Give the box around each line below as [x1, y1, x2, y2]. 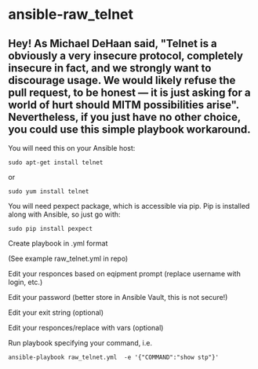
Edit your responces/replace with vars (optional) [8, 323, 164, 332]
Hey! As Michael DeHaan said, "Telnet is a [8, 37, 217, 50]
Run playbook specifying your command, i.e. [8, 338, 153, 347]
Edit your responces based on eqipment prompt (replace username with [8, 269, 241, 278]
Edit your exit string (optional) [8, 308, 104, 317]
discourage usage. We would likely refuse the [8, 73, 236, 87]
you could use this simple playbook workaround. [8, 122, 251, 136]
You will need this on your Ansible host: [8, 144, 136, 152]
